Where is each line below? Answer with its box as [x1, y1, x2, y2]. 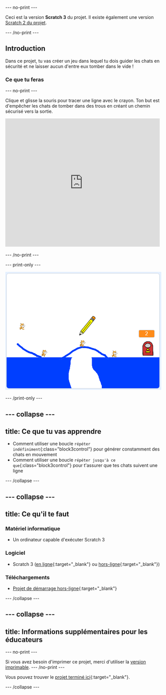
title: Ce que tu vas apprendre [5, 427, 102, 436]
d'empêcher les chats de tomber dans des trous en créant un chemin [5, 103, 150, 109]
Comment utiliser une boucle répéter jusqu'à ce [12, 457, 116, 463]
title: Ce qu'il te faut [5, 510, 69, 518]
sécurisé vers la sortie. [5, 108, 53, 114]
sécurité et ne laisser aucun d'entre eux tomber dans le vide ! [5, 63, 134, 69]
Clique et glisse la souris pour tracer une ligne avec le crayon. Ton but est [5, 97, 160, 104]
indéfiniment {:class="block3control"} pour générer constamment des [12, 446, 160, 452]
